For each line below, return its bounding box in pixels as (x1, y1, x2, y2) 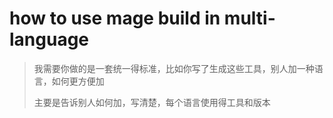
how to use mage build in (9, 7, 221, 30)
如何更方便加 (51, 75, 105, 87)
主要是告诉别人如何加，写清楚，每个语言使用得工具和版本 (33, 96, 271, 108)
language (9, 28, 90, 51)
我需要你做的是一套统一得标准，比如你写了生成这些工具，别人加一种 (33, 62, 315, 74)
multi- (223, 7, 276, 30)
